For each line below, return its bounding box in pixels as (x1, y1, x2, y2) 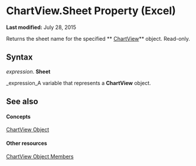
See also (6, 96, 38, 107)
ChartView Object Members (6, 152, 74, 160)
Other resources (6, 139, 47, 147)
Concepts (6, 113, 31, 120)
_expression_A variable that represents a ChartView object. (6, 79, 152, 86)
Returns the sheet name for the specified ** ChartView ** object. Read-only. (6, 35, 191, 42)
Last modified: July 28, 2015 (6, 24, 77, 31)
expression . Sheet (6, 68, 51, 75)
